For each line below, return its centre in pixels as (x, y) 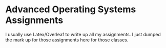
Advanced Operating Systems (71, 9)
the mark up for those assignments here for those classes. (67, 40)
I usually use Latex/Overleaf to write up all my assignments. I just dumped (83, 34)
